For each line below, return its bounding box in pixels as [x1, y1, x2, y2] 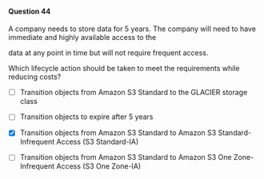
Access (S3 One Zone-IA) [56, 161, 142, 171]
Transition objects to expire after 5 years [19, 112, 154, 121]
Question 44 [8, 6, 51, 16]
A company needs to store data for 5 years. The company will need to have [8, 24, 256, 34]
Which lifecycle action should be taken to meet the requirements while [8, 64, 240, 74]
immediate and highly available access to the [8, 33, 157, 42]
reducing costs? [8, 72, 62, 82]
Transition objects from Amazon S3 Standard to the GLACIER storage [19, 88, 248, 97]
